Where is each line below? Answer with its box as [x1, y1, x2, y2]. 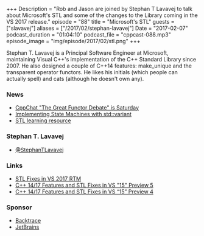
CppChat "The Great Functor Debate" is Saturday [15, 104, 139, 111]
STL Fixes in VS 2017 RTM [15, 175, 81, 182]
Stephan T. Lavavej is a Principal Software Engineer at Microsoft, [6, 49, 169, 57]
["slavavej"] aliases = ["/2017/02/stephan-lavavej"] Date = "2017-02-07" [6, 24, 189, 32]
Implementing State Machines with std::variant [15, 111, 132, 118]
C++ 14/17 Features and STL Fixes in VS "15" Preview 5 [15, 181, 153, 189]
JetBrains [15, 223, 40, 231]
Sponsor [6, 203, 32, 212]
